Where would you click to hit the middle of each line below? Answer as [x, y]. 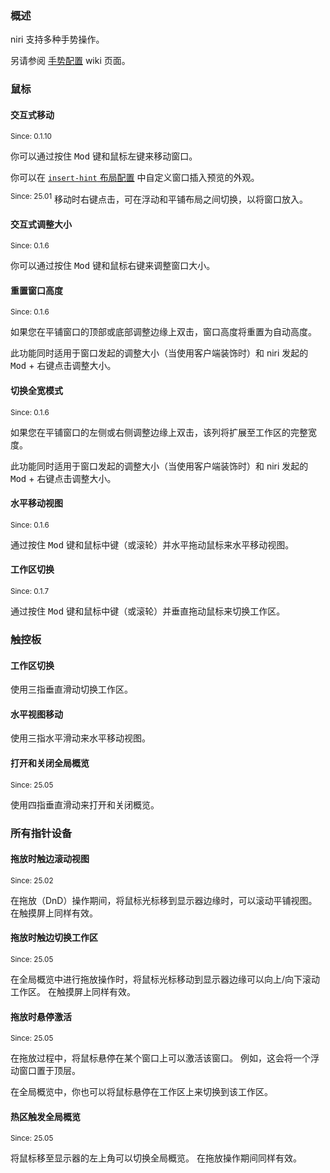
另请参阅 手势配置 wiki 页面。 [70, 61]
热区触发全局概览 [45, 1116]
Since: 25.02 [32, 880]
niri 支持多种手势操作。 [57, 39]
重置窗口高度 [36, 290]
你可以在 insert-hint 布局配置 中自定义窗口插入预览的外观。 [135, 178]
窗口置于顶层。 [49, 1071]
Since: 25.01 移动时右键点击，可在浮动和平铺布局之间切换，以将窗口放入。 [159, 199]
